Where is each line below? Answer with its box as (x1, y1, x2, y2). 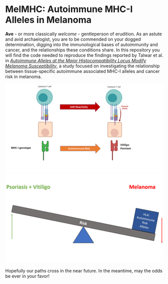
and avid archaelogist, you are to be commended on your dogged (5, 36, 141, 42)
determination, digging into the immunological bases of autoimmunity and (5, 41, 158, 47)
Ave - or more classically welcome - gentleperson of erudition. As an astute (5, 31, 162, 37)
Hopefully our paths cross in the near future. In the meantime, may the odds (5, 267, 162, 273)
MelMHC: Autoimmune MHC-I (5, 4, 133, 15)
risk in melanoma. (5, 73, 42, 79)
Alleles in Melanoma (5, 14, 92, 26)
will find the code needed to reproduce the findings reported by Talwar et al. (5, 52, 163, 58)
